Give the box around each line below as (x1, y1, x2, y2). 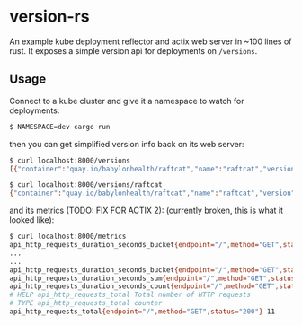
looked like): (9, 215, 55, 225)
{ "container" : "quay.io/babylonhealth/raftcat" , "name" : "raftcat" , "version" (9, 189, 296, 198)
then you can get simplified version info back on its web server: (9, 138, 244, 149)
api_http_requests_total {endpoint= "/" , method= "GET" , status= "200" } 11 (9, 307, 276, 316)
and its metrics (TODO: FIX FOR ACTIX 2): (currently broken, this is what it (9, 205, 284, 216)
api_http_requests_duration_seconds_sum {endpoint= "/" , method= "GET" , (9, 274, 271, 283)
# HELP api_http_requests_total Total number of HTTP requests (9, 290, 252, 300)
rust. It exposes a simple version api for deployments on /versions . (9, 45, 258, 56)
